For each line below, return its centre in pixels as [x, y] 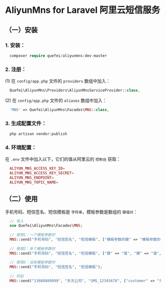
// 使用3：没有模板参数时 [32, 262]
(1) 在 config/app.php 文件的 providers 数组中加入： [58, 81]
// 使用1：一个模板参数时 [32, 235]
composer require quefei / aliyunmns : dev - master [58, 56]
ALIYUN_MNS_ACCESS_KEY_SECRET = [42, 173]
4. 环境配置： [21, 147]
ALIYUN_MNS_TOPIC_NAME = [34, 182]
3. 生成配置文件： [26, 123]
